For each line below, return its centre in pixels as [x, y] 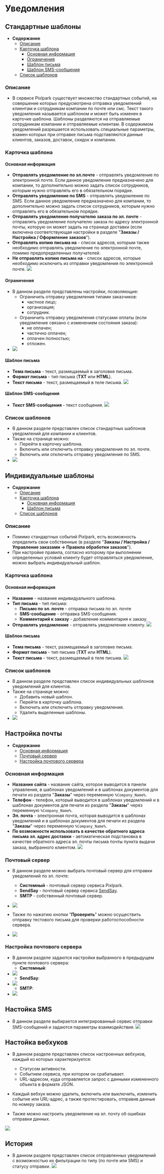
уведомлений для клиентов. [42, 687]
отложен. [36, 343]
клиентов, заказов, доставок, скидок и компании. [64, 140]
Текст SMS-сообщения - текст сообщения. [58, 405]
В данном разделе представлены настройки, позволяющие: [75, 291]
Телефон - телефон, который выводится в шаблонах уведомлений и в [86, 800]
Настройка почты [34, 733]
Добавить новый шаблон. [46, 697]
